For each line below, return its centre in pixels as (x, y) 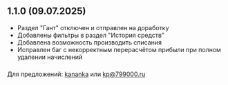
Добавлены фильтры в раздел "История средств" (91, 35)
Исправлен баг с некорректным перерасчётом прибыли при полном (119, 49)
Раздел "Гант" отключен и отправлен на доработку (93, 27)
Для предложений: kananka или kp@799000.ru (76, 74)
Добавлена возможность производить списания (89, 42)
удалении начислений (50, 57)
